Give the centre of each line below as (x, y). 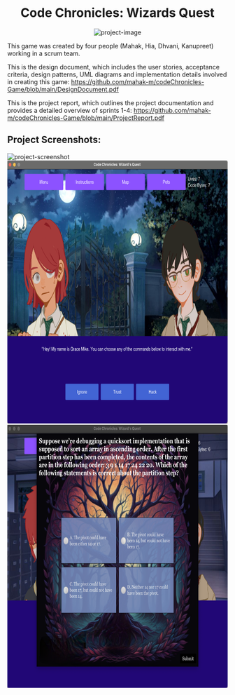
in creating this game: (38, 81)
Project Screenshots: (54, 140)
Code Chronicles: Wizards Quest (117, 13)
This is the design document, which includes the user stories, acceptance (114, 67)
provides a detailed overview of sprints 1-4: (70, 110)
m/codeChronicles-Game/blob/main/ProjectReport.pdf (86, 118)
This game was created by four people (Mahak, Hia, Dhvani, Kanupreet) (111, 46)
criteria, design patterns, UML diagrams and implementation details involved (117, 74)
